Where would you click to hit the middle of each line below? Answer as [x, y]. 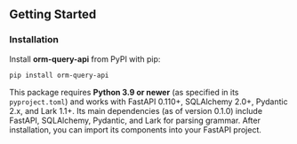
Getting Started [53, 15]
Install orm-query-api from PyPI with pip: [85, 59]
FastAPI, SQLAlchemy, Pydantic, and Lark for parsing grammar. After [135, 120]
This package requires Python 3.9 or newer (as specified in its [124, 92]
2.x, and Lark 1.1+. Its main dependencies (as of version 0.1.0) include [136, 110]
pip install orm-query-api [59, 75]
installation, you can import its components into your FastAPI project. [136, 129]
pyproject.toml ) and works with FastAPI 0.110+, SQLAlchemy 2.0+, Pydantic [148, 102]
